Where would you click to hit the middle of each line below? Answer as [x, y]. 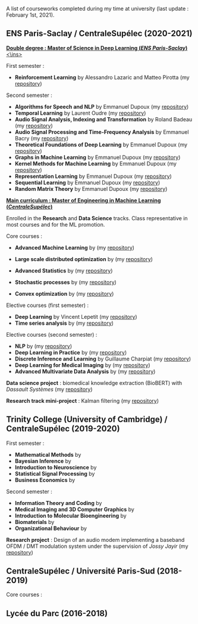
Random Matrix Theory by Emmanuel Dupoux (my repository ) [91, 189]
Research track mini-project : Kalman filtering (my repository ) [83, 400]
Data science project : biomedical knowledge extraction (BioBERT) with [94, 382]
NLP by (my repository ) [43, 346]
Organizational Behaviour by [51, 528]
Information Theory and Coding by [58, 503]
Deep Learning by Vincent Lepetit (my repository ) [76, 316]
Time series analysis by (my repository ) [64, 323]
